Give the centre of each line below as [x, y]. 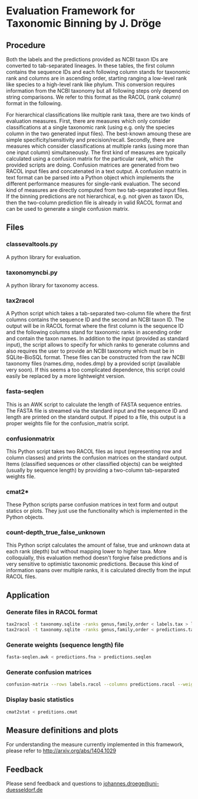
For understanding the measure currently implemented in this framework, [95, 745]
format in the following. [34, 103]
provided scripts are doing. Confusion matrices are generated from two [93, 165]
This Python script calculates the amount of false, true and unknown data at [98, 545]
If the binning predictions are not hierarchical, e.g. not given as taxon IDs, [95, 196]
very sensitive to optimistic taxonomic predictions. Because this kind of [93, 564]
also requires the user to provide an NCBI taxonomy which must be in [90, 351]
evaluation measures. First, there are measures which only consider [88, 121]
